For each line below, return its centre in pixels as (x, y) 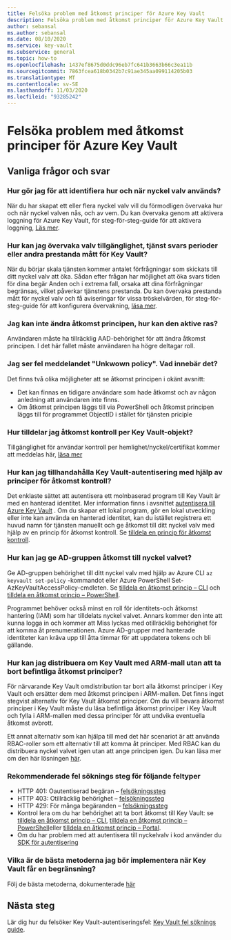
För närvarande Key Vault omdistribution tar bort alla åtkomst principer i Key (115, 686)
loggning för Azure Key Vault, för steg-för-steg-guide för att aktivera (104, 220)
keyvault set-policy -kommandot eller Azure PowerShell (89, 580)
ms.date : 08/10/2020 (37, 39)
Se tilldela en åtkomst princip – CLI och (165, 588)
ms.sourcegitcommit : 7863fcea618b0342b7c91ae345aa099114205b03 (100, 71)
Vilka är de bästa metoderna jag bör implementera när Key (107, 861)
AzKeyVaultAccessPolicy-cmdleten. (58, 588)
